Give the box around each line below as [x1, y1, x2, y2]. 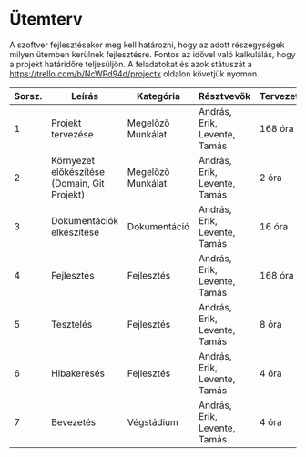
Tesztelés [51, 318, 93, 330]
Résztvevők [199, 89, 251, 102]
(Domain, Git [51, 177, 105, 189]
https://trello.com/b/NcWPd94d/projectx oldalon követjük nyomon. [9, 68, 260, 79]
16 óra [259, 219, 289, 232]
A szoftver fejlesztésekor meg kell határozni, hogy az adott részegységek [9, 39, 285, 50]
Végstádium [127, 415, 179, 428]
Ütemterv [9, 9, 83, 30]
